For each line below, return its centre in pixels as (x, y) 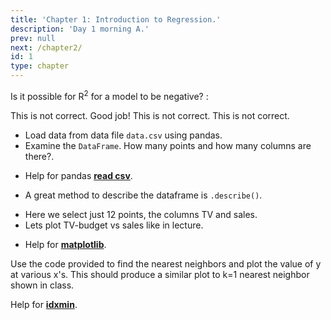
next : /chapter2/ (46, 47)
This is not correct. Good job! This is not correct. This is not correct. (150, 115)
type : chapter (40, 66)
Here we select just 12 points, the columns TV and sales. (141, 214)
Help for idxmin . (44, 304)
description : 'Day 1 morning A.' (80, 29)
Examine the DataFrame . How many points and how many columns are (168, 145)
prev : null (33, 38)
